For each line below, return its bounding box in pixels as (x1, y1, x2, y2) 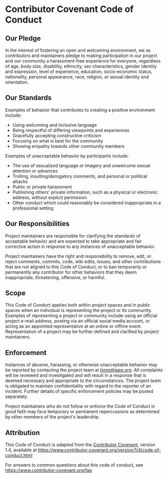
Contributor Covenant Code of (5, 3, 134, 15)
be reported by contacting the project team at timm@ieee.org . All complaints (5, 367, 163, 373)
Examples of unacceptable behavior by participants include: (5, 152, 129, 158)
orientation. (5, 79, 29, 85)
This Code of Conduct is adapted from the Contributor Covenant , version (5, 441, 156, 448)
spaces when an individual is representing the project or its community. (5, 307, 152, 313)
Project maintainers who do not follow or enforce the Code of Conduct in (5, 403, 155, 409)
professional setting (12, 205, 53, 211)
